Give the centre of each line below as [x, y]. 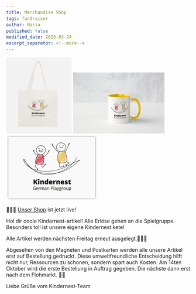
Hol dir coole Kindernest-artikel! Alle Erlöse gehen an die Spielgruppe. [91, 221]
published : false [27, 31]
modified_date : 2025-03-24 [39, 37]
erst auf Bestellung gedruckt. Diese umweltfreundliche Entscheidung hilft [94, 256]
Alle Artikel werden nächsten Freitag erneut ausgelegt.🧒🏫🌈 [77, 238]
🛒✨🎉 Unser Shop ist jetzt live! [41, 210]
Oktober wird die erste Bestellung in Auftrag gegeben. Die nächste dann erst [98, 269]
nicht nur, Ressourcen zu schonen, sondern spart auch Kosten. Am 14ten [94, 262]
